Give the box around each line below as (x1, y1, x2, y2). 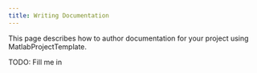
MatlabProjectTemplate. (8, 41, 87, 52)
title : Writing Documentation (8, 11, 110, 20)
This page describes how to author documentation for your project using (8, 33, 249, 43)
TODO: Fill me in (8, 57, 63, 67)
